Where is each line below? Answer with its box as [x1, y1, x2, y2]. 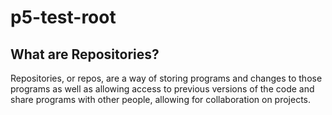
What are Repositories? [10, 46, 160, 63]
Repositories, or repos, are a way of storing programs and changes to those [10, 72, 323, 84]
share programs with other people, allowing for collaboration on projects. [10, 94, 312, 105]
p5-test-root [10, 6, 117, 29]
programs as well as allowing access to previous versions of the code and [10, 83, 315, 95]
